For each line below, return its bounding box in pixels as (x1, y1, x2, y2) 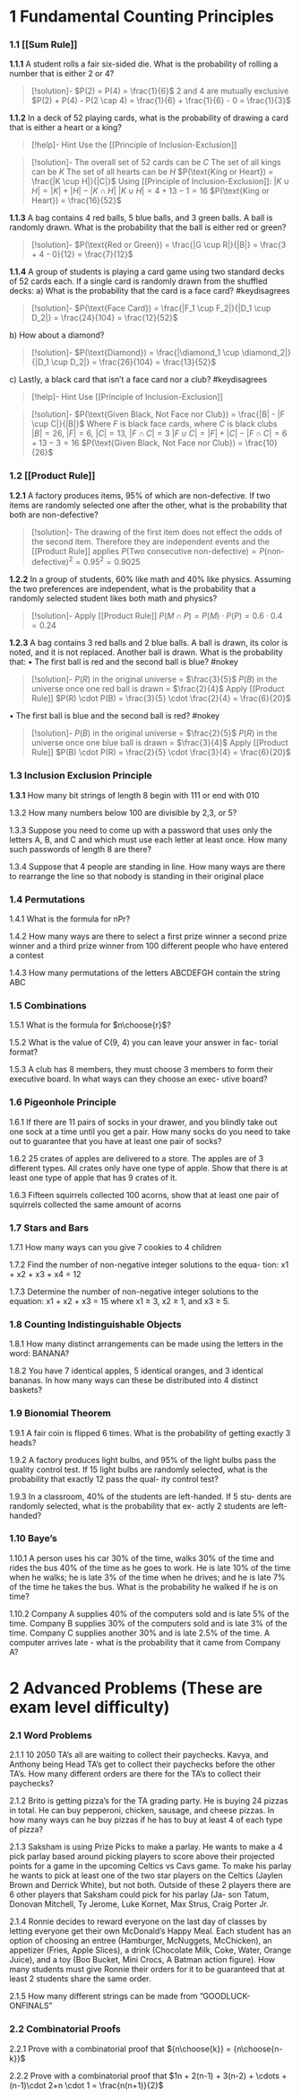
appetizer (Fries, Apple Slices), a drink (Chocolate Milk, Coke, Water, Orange (9, 1945, 292, 1955)
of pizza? (9, 1824, 43, 1835)
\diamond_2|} (241, 348, 291, 358)
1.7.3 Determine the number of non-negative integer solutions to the (9, 1286, 259, 1297)
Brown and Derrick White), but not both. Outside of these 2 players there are (9, 1880, 291, 1891)
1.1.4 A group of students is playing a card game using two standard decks (9, 267, 285, 278)
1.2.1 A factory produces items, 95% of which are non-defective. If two (9, 489, 271, 500)
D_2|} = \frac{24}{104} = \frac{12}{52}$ (30, 313, 178, 323)
